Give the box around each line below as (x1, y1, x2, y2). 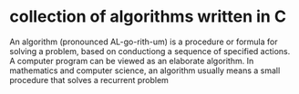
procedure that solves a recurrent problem (9, 74, 169, 85)
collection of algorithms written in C (9, 6, 287, 27)
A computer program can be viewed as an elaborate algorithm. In (9, 55, 254, 66)
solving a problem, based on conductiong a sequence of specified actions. (9, 45, 291, 56)
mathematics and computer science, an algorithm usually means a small (9, 65, 281, 76)
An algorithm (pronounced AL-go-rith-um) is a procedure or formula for (9, 36, 278, 47)
